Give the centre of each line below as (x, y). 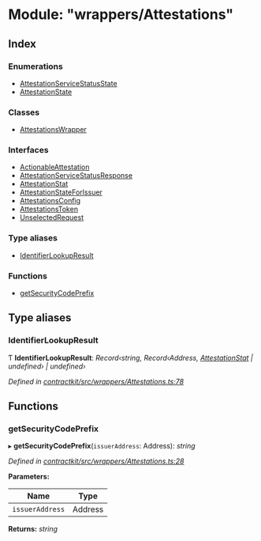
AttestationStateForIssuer (61, 192)
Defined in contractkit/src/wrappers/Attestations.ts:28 (96, 461)
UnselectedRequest (52, 218)
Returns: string (33, 529)
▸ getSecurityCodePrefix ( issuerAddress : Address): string (102, 446)
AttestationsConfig (50, 201)
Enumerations (35, 66)
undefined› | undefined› (47, 366)
